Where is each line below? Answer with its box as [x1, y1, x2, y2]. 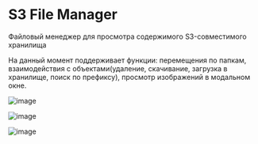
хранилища [8, 40, 47, 49]
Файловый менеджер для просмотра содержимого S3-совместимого [8, 32, 248, 41]
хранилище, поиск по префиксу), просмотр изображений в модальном [8, 72, 251, 81]
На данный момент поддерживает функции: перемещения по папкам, [8, 55, 247, 65]
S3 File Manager [8, 6, 117, 24]
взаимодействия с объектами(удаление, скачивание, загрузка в [8, 63, 228, 73]
